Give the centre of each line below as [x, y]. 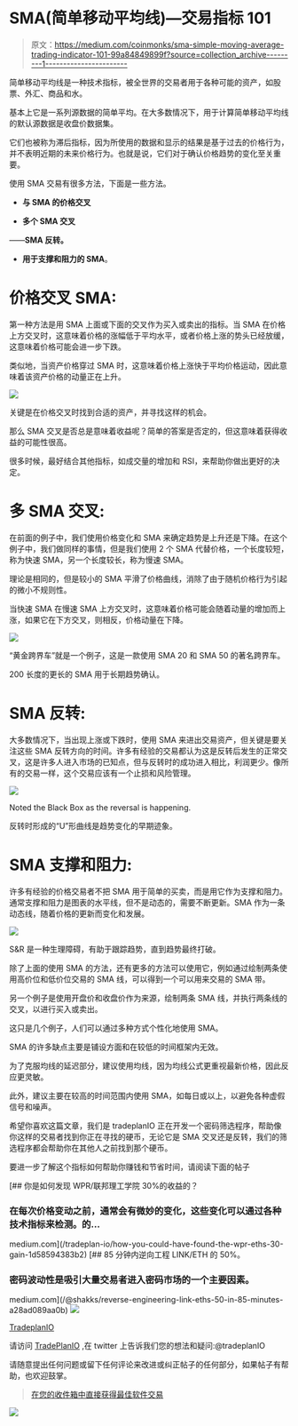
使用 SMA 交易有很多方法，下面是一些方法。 [90, 183]
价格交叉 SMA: [63, 298]
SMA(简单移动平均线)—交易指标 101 [141, 18]
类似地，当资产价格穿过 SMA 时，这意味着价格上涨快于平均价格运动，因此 [145, 365]
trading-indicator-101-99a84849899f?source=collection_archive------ [159, 54]
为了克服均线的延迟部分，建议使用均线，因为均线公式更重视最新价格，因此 [145, 1065]
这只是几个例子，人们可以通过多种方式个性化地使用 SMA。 [116, 1028]
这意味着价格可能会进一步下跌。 [67, 347]
